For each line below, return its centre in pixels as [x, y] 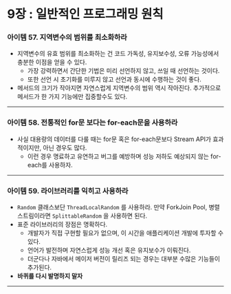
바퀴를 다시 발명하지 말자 [50, 276]
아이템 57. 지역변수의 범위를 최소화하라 [67, 37]
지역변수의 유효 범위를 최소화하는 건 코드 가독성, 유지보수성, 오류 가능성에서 [118, 54]
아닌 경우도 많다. [65, 147]
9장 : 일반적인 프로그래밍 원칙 [85, 14]
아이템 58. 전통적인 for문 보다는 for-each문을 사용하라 [92, 123]
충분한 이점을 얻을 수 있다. [52, 62]
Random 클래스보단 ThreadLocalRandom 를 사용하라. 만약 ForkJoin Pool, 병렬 [118, 207]
